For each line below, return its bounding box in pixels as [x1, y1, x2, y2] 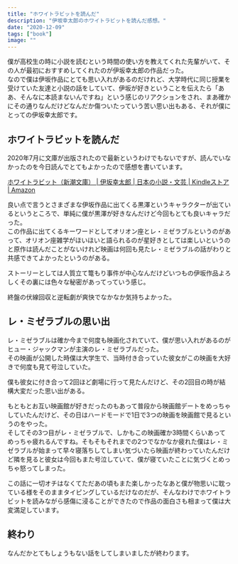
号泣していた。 [50, 362, 94, 371]
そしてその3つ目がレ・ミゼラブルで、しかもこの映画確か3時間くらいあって [7, 428, 226, 437]
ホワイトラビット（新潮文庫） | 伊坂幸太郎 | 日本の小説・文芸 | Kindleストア [7, 177, 229, 186]
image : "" [7, 37, 37, 44]
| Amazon [7, 186, 36, 194]
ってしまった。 [26, 464, 70, 472]
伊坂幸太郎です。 [31, 111, 82, 119]
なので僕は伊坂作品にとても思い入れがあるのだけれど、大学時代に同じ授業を [7, 75, 231, 84]
